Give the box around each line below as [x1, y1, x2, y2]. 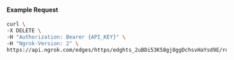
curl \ [6, 21, 26, 28]
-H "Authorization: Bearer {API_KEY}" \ [6, 33, 126, 41]
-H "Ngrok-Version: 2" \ [6, 40, 79, 47]
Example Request [6, 6, 59, 14]
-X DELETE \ [6, 28, 41, 34]
